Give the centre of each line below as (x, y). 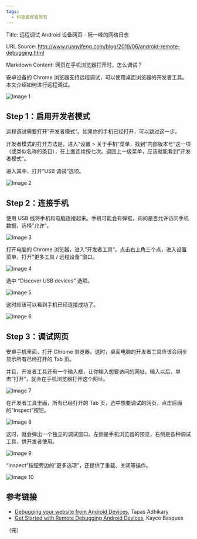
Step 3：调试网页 (38, 336)
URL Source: (21, 46)
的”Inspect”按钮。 (28, 410)
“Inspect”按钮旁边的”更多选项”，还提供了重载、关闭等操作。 (79, 465)
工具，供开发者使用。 (32, 441)
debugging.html (25, 52)
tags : (13, 11)
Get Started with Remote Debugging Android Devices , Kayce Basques (99, 518)
